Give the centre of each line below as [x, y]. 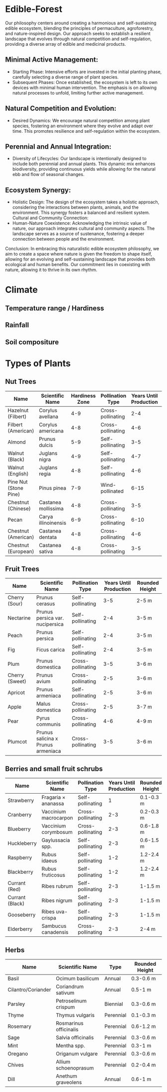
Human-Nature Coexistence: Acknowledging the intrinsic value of [80, 223]
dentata [48, 537]
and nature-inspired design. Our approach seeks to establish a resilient [78, 33]
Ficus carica [51, 650]
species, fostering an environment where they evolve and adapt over [83, 126]
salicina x [47, 738]
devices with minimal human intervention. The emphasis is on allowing [84, 88]
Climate [22, 290]
